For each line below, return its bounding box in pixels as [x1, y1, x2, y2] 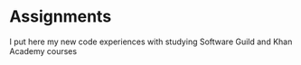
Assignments [9, 6, 112, 27]
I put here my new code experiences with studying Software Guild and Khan [9, 36, 293, 47]
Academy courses [9, 45, 78, 56]
